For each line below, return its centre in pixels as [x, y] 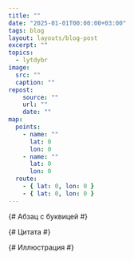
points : [28, 127]
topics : [21, 53]
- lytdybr [32, 61]
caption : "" [35, 82]
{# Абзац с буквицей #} [48, 216]
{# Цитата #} [30, 231]
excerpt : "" [28, 45]
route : [26, 179]
